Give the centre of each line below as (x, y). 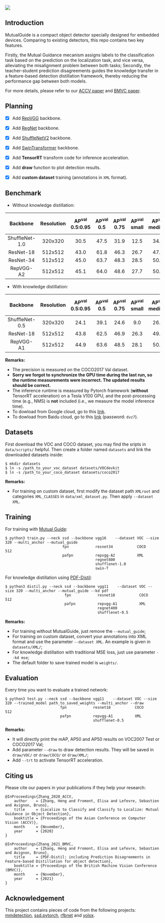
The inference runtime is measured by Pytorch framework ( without (80, 390)
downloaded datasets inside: (34, 455)
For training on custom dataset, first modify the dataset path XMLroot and (86, 491)
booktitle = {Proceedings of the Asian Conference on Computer (80, 818)
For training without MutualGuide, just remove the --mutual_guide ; (79, 631)
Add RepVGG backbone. (37, 118)
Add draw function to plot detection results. (56, 167)
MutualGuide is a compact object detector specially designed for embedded (82, 35)
